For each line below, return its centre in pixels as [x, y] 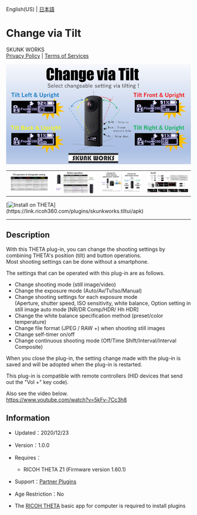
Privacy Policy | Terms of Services [47, 56]
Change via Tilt [44, 33]
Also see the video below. [37, 393]
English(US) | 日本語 [30, 9]
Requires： [28, 458]
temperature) [30, 322]
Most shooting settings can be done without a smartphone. [77, 261]
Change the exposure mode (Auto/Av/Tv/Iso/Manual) [78, 291]
